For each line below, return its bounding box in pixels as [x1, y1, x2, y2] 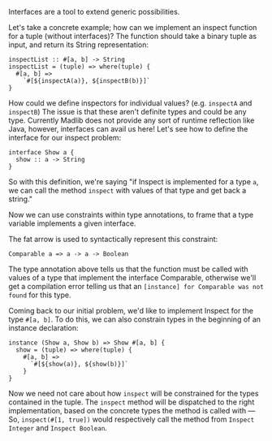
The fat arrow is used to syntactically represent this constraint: [8, 235, 218, 244]
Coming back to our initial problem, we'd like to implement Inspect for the [8, 306, 254, 315]
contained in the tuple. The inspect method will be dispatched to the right [8, 397, 255, 407]
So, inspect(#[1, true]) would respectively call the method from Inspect [8, 414, 255, 424]
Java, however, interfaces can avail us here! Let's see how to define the [8, 124, 248, 133]
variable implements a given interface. [8, 218, 136, 228]
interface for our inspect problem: [8, 133, 122, 142]
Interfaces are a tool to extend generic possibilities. [8, 7, 180, 16]
